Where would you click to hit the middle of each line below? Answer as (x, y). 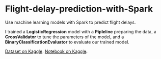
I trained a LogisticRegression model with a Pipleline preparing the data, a (81, 31)
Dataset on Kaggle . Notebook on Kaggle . (46, 51)
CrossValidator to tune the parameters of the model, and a (65, 37)
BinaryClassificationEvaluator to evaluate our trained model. (67, 42)
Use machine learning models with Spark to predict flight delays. (70, 22)
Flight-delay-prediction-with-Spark (79, 9)
